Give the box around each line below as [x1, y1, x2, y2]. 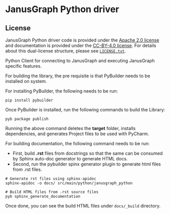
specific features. [5, 63, 42, 69]
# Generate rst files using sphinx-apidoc [5, 176, 96, 181]
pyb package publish [5, 116, 49, 121]
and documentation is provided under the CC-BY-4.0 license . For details [5, 42, 156, 49]
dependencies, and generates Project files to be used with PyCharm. [5, 131, 149, 137]
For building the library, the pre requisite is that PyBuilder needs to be [5, 73, 151, 79]
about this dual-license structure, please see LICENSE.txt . [5, 48, 126, 54]
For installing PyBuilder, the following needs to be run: [5, 88, 118, 94]
